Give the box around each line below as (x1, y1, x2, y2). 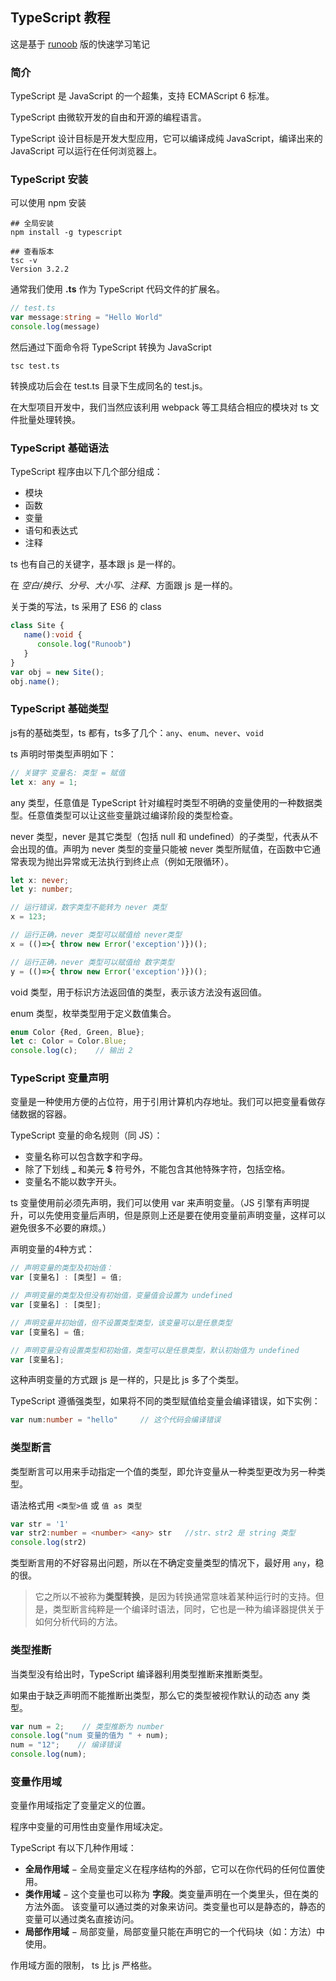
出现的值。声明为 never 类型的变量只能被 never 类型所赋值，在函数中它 (18, 843, 313, 855)
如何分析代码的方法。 (34, 1616, 123, 1628)
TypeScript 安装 (10, 173, 89, 187)
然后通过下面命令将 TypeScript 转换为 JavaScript (10, 341, 212, 353)
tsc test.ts (10, 361, 60, 372)
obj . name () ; (10, 676, 60, 687)
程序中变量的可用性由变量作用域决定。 (10, 1821, 168, 1833)
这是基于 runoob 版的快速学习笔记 (10, 38, 151, 50)
